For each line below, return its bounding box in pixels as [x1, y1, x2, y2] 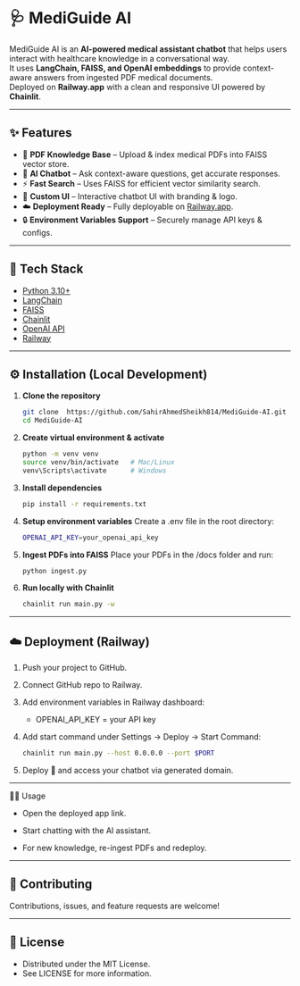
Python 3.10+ [21, 285, 71, 296]
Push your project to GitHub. [21, 663, 128, 673]
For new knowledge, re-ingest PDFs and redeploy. [21, 842, 207, 853]
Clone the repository [21, 390, 101, 401]
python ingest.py [21, 566, 87, 575]
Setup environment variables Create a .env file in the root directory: [21, 515, 275, 526]
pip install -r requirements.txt [21, 499, 147, 508]
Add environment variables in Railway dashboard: [21, 697, 205, 707]
